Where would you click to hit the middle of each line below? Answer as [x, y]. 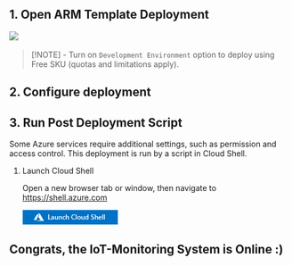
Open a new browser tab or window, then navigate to [119, 188]
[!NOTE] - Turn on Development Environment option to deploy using [153, 54]
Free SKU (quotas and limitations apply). [105, 64]
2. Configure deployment [80, 92]
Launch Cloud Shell [58, 171]
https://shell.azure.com [65, 198]
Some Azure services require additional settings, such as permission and [143, 144]
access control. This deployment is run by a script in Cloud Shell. [128, 154]
